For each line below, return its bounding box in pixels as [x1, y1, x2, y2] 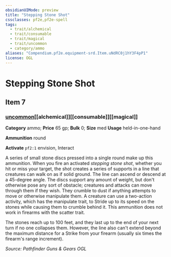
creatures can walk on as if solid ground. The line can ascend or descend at [5, 171, 166, 177]
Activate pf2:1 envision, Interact [5, 145, 74, 151]
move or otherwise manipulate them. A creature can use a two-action [5, 193, 153, 199]
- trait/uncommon [10, 41, 47, 46]
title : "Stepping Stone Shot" [5, 12, 70, 17]
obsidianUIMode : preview [5, 7, 59, 13]
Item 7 [5, 98, 26, 106]
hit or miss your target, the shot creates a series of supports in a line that [5, 166, 159, 172]
